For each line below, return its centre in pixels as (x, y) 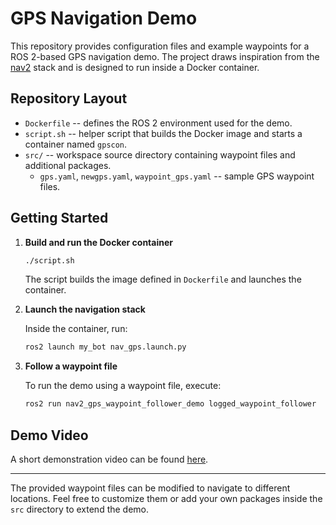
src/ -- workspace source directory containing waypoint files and (160, 154)
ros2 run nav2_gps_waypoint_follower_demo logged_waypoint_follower (170, 404)
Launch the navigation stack (85, 309)
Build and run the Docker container (98, 242)
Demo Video (49, 435)
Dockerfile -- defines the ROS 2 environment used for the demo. (158, 123)
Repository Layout (69, 98)
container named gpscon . (76, 144)
